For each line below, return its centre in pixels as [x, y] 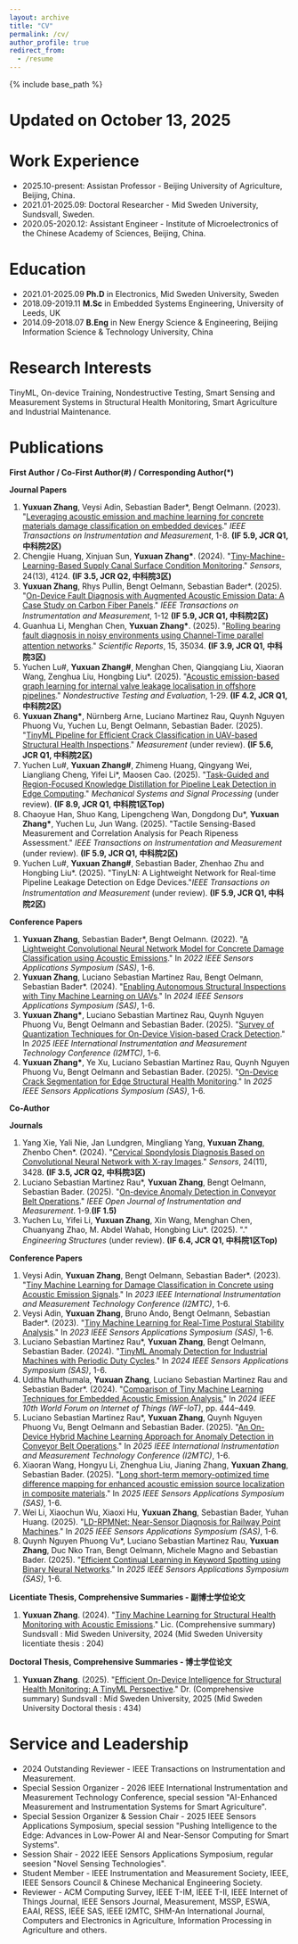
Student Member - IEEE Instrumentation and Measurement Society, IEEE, [155, 1873]
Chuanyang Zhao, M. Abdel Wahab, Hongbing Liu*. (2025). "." [135, 1229]
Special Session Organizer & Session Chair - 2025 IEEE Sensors [139, 1816]
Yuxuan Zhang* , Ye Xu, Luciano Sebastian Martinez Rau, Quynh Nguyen [156, 1062]
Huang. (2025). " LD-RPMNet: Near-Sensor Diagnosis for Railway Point [151, 1521]
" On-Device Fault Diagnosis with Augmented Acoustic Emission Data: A [153, 595]
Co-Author [30, 1108]
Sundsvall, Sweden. [58, 214]
